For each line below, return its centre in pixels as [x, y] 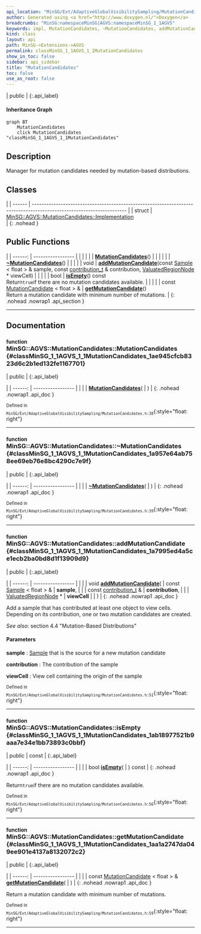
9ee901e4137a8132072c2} [46, 851]
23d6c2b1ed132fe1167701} [46, 364]
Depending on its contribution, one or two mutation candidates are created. [99, 614]
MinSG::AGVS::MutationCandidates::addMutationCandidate [96, 543]
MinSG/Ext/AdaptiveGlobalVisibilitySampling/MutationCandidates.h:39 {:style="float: [97, 509]
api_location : [24, 12]
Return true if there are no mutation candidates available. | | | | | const [91, 282]
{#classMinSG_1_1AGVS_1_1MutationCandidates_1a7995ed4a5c [100, 551]
